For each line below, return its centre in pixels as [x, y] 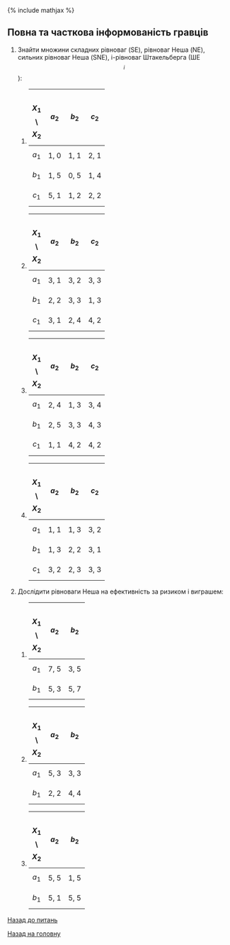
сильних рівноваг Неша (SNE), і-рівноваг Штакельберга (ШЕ [109, 57]
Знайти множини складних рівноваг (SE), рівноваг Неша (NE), [111, 50]
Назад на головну [34, 934]
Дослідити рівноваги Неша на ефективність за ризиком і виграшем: [121, 591]
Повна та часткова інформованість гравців [108, 32]
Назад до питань [33, 919]
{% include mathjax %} [41, 10]
